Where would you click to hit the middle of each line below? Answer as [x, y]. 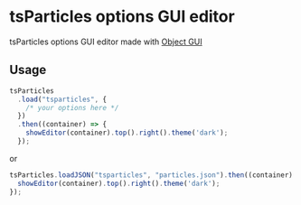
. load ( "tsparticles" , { [62, 99]
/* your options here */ [72, 107]
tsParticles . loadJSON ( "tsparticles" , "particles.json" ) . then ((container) [151, 175]
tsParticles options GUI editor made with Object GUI [106, 42]
